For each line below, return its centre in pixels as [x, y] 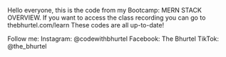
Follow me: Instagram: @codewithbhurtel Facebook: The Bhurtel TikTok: [113, 39]
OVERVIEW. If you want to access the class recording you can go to [107, 18]
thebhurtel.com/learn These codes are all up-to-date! [86, 25]
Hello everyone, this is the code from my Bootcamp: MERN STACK [104, 10]
